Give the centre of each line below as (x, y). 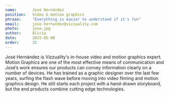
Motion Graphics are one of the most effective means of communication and (84, 62)
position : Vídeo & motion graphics (45, 15)
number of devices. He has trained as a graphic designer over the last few (82, 73)
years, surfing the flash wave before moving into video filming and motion (82, 78)
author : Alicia (26, 33)
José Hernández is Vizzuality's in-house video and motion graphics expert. (83, 57)
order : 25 (21, 43)
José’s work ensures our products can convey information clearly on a (78, 67)
